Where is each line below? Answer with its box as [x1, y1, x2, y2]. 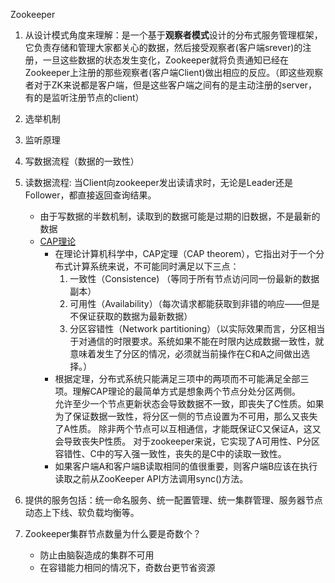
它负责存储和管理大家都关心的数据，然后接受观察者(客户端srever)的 [24, 42, 303, 53]
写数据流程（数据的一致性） [24, 155, 140, 167]
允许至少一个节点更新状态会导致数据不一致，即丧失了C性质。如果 [54, 398, 325, 409]
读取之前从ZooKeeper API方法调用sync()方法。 [54, 473, 249, 484]
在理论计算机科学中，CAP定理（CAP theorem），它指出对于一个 [54, 248, 317, 259]
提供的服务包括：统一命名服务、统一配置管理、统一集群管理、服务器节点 [24, 494, 323, 506]
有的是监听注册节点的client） [24, 92, 145, 103]
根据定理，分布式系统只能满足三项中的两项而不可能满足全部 [54, 373, 301, 384]
